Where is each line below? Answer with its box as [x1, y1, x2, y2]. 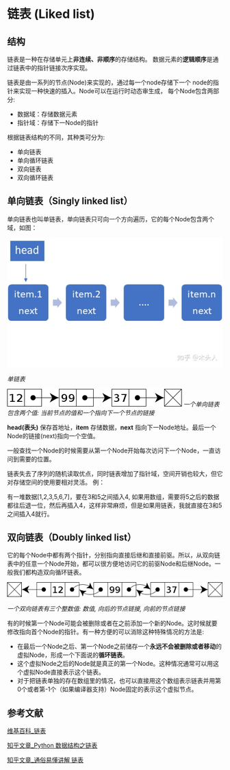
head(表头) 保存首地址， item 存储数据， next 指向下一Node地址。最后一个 [7, 423, 217, 431]
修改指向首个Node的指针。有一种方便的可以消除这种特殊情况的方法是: [7, 628, 204, 636]
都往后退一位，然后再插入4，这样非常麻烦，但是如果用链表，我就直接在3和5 [7, 501, 222, 509]
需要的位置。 [18, 455, 55, 463]
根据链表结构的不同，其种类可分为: [7, 133, 105, 141]
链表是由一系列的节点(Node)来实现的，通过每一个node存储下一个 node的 [7, 78, 214, 86]
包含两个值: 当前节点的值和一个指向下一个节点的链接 [7, 409, 155, 417]
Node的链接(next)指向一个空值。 [7, 431, 99, 440]
